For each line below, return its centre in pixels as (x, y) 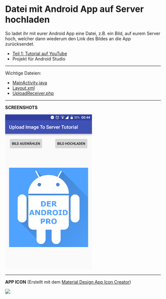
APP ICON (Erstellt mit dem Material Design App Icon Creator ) (68, 282)
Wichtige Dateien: (23, 73)
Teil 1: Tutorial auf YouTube (40, 54)
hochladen (28, 20)
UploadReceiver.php (33, 93)
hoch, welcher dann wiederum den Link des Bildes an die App (68, 39)
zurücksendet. (20, 44)
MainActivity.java (30, 82)
